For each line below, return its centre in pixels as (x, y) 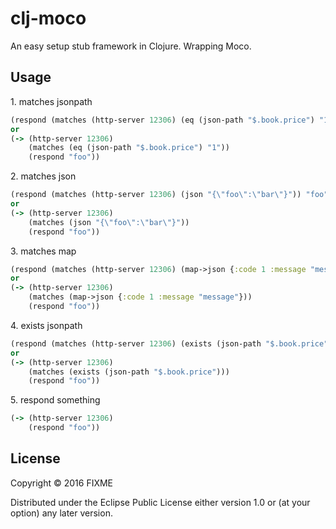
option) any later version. (61, 513)
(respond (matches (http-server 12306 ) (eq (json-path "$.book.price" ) (162, 120)
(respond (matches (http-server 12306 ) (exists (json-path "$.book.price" (169, 343)
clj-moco (48, 18)
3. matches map (43, 251)
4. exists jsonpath (46, 325)
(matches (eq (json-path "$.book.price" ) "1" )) (129, 148)
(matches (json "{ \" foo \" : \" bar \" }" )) (109, 222)
